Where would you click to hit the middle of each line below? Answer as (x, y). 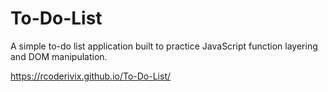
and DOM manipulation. (59, 56)
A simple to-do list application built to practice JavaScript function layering (164, 46)
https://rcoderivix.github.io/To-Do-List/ (91, 76)
